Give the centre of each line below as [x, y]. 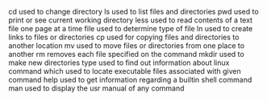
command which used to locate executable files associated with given [125, 71]
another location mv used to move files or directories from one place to [126, 46]
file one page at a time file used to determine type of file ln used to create [131, 28]
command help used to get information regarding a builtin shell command [130, 80]
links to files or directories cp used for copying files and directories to [124, 37]
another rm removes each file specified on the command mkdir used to [126, 54]
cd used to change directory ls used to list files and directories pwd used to [134, 12]
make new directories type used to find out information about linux [119, 63]
